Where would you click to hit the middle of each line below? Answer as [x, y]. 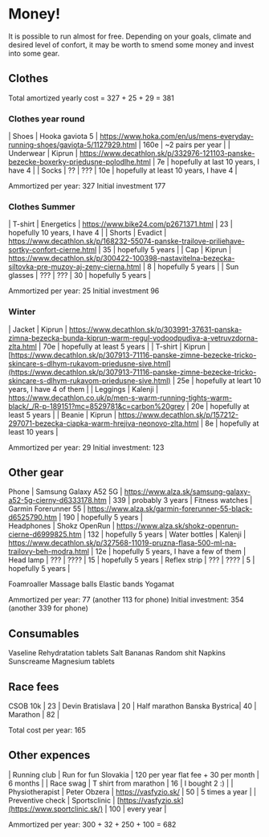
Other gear [36, 473]
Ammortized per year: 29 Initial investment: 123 [86, 447]
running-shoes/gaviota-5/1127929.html [73, 145]
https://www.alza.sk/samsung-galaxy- [187, 492]
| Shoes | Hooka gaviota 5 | [53, 137]
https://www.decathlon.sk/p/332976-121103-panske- [167, 153]
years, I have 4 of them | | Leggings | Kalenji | [84, 389]
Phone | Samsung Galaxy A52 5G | [65, 492]
